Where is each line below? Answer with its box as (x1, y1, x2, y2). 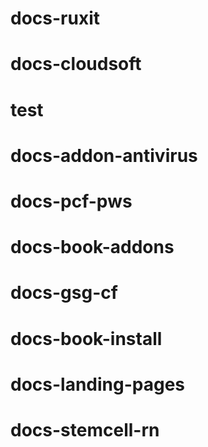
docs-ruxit (10, 7, 100, 30)
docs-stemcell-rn (10, 418, 160, 441)
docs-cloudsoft (10, 53, 142, 76)
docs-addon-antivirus (10, 144, 198, 167)
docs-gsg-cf (10, 282, 118, 304)
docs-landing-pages (10, 373, 186, 396)
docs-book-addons (10, 236, 175, 259)
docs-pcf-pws (10, 190, 133, 212)
